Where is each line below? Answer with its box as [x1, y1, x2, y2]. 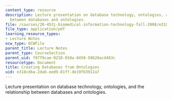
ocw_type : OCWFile [5, 41, 45, 46]
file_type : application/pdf [5, 27, 66, 32]
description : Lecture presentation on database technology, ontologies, [5, 12, 164, 17]
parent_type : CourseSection [5, 50, 66, 55]
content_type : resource [5, 7, 56, 13]
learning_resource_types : [5, 31, 60, 36]
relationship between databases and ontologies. [5, 89, 106, 95]
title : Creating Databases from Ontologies [5, 65, 100, 70]
